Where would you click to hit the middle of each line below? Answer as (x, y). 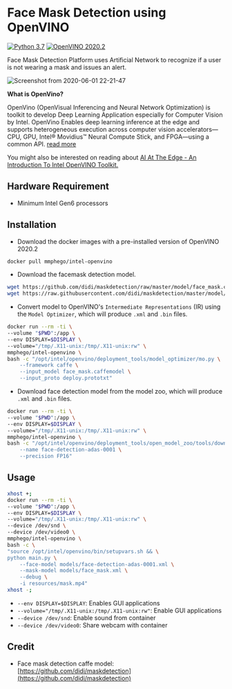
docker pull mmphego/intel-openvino (60, 261)
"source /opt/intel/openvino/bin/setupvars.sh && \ (83, 551)
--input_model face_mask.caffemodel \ (75, 372)
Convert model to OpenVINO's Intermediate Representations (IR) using (119, 307)
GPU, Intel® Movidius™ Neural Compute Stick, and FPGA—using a (116, 137)
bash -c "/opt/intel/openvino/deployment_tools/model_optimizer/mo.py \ (114, 359)
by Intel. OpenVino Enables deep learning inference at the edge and (104, 122)
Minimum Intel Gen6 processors (62, 203)
